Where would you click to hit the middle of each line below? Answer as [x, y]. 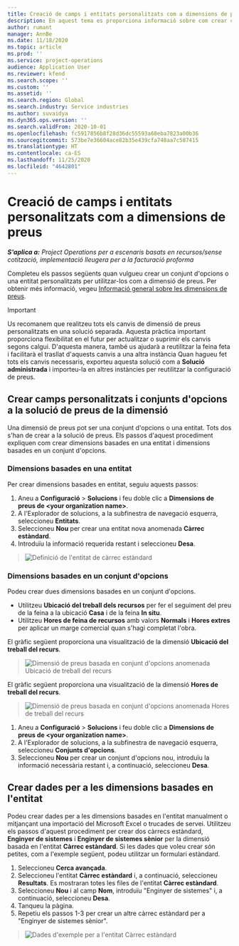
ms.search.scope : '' [38, 80]
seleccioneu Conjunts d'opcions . [67, 751]
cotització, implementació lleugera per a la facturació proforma [101, 259]
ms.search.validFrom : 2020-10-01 [57, 127]
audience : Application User [49, 67]
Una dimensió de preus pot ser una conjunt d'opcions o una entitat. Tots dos [119, 427]
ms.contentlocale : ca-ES [44, 153]
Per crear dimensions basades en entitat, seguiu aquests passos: [103, 484]
